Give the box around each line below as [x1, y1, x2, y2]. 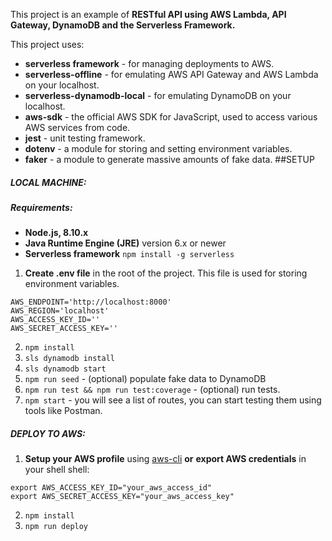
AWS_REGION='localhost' [10, 306, 110, 316]
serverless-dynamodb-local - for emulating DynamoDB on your [24, 90, 292, 101]
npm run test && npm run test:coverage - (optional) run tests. [24, 384, 281, 396]
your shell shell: [24, 464, 90, 476]
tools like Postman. [24, 405, 103, 417]
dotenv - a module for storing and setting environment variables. [24, 143, 293, 154]
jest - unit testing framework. [24, 132, 146, 144]
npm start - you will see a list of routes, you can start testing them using [24, 394, 322, 406]
